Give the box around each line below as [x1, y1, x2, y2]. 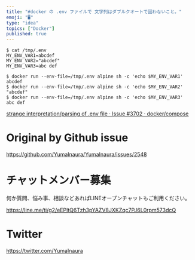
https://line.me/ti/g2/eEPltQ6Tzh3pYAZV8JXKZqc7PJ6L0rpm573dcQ [6, 207, 176, 213]
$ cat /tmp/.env [6, 47, 47, 54]
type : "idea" [6, 20, 39, 26]
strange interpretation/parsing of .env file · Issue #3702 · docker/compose [6, 110, 189, 117]
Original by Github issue [6, 131, 129, 145]
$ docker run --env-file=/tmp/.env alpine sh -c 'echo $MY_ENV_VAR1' [6, 74, 184, 79]
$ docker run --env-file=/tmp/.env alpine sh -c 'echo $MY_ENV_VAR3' [6, 94, 184, 100]
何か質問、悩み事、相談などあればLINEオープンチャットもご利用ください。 [6, 195, 190, 201]
